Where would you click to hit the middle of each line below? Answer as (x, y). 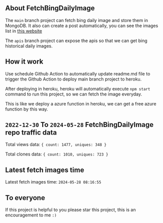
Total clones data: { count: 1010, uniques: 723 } (57, 154)
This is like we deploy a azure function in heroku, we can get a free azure (81, 103)
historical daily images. (29, 46)
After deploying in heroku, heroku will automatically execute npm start (78, 88)
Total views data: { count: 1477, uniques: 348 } (56, 144)
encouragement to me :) (31, 215)
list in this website (24, 31)
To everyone (25, 198)
